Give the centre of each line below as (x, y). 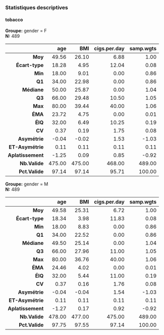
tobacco (14, 20)
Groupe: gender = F (26, 31)
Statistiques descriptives (37, 8)
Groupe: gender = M (27, 184)
